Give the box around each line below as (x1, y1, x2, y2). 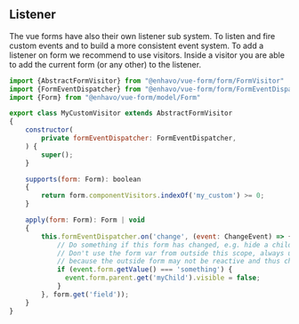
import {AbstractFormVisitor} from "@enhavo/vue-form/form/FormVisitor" (9, 76, 285, 85)
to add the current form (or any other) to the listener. (9, 59, 202, 69)
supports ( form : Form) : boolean (25, 174, 141, 183)
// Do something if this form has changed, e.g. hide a (56, 240, 269, 249)
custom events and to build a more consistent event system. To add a (9, 40, 264, 51)
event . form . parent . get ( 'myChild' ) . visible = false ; (65, 273, 261, 283)
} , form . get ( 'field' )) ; (41, 289, 129, 299)
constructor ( (25, 126, 74, 134)
